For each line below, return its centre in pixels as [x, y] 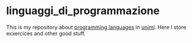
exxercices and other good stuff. [46, 33]
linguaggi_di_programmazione [83, 11]
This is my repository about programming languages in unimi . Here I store [96, 27]
